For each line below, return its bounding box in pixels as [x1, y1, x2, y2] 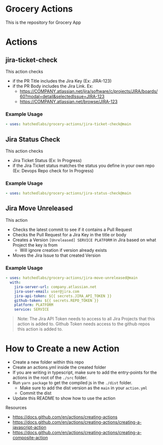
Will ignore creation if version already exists [19, 247, 107, 253]
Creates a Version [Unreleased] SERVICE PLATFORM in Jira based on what [12, 237, 156, 243]
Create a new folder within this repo [12, 359, 84, 365]
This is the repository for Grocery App [5, 19, 81, 25]
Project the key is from [12, 242, 58, 248]
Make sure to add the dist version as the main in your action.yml [19, 385, 148, 391]
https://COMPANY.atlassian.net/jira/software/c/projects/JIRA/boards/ [19, 88, 158, 94]
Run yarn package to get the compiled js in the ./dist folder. [12, 380, 133, 386]
